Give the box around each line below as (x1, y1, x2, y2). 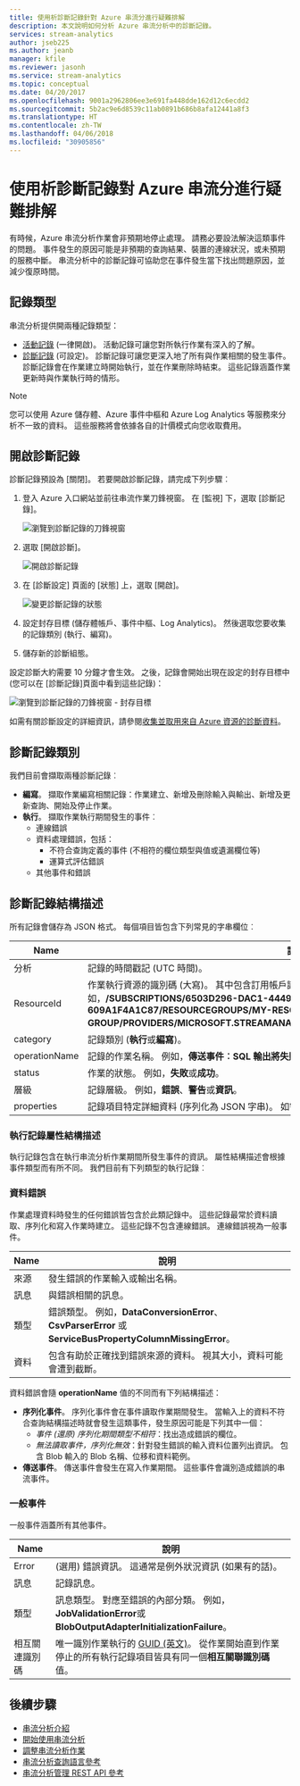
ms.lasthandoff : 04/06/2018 (9, 129, 114, 138)
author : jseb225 (9, 38, 70, 47)
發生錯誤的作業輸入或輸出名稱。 (47, 1272, 183, 1284)
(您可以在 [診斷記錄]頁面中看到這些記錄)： (9, 678, 164, 689)
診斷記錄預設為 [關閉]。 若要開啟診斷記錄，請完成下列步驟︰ (9, 474, 231, 485)
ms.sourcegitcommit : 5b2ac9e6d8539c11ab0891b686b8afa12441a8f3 (9, 104, 250, 113)
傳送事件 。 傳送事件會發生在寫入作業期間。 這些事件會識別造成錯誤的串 (21, 1462, 286, 1473)
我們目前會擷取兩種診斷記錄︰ (9, 770, 119, 781)
